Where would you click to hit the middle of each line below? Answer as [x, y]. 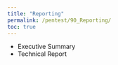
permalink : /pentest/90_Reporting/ [59, 20]
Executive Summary [46, 47]
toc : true [22, 27]
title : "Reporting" [36, 14]
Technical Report [42, 54]
